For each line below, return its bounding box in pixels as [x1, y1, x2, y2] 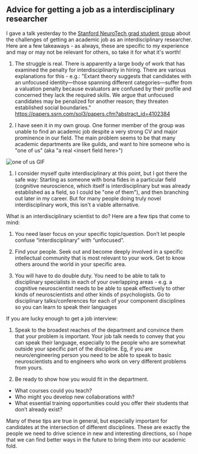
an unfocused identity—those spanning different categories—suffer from [14, 79, 193, 86]
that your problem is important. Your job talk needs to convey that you [14, 332, 185, 339]
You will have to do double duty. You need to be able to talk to [14, 272, 165, 279]
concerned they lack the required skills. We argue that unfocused [14, 91, 174, 98]
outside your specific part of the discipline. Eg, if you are [14, 345, 153, 352]
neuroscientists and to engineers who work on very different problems [14, 358, 187, 365]
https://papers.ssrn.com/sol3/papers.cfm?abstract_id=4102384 [14, 110, 170, 117]
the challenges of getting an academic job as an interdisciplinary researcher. [6, 35, 193, 43]
